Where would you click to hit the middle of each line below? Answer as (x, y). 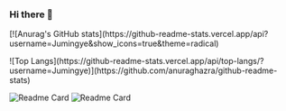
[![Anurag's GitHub (44, 34)
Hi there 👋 (32, 14)
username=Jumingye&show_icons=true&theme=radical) (114, 43)
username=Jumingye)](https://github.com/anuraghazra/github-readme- (143, 70)
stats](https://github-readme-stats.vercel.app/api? (175, 34)
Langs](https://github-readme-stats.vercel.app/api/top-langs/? (147, 61)
